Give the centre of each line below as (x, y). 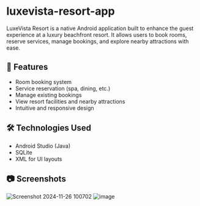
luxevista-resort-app (61, 11)
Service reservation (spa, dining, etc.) (63, 88)
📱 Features (27, 67)
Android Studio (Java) (43, 146)
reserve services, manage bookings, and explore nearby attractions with (98, 41)
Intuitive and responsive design (55, 108)
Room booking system (43, 82)
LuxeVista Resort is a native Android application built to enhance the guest (100, 28)
